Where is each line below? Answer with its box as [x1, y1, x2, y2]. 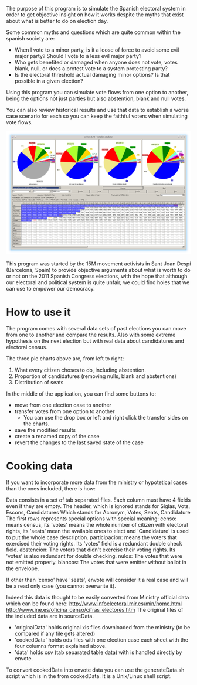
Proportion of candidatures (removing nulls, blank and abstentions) [14, 373, 177, 380]
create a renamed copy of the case [14, 433, 100, 440]
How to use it [6, 306, 72, 319]
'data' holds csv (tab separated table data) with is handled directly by [14, 649, 182, 656]
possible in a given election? [14, 77, 83, 84]
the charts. [23, 420, 50, 427]
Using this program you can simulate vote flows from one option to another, [6, 89, 189, 96]
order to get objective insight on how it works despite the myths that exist [6, 11, 184, 18]
